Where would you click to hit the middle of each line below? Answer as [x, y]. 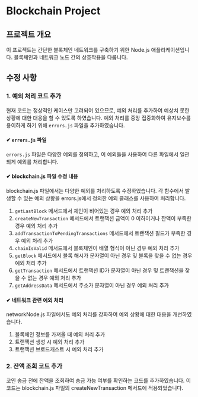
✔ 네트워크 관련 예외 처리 [35, 300]
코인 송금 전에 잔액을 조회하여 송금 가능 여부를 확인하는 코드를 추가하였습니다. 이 [99, 380]
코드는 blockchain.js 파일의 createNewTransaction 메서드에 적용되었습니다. [95, 387]
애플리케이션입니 [170, 50]
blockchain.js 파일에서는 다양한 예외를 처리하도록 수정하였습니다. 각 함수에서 [95, 191]
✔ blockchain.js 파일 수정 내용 [42, 176]
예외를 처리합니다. [38, 161]
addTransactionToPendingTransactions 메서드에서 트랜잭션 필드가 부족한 [100, 233]
